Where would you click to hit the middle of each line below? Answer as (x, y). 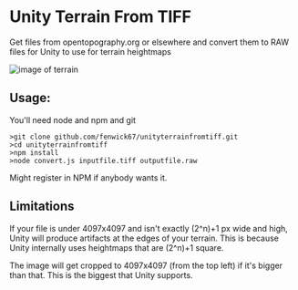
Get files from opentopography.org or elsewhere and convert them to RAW (149, 42)
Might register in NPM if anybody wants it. (88, 177)
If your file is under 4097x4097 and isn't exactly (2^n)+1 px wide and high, (149, 228)
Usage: (31, 98)
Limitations (42, 207)
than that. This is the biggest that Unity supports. (101, 274)
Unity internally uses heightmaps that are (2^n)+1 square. (117, 247)
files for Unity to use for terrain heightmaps (90, 51)
